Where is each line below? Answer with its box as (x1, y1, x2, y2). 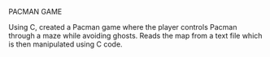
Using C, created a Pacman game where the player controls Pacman (8, 22, 237, 31)
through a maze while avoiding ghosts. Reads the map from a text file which (8, 31, 263, 40)
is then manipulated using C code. (8, 39, 124, 49)
